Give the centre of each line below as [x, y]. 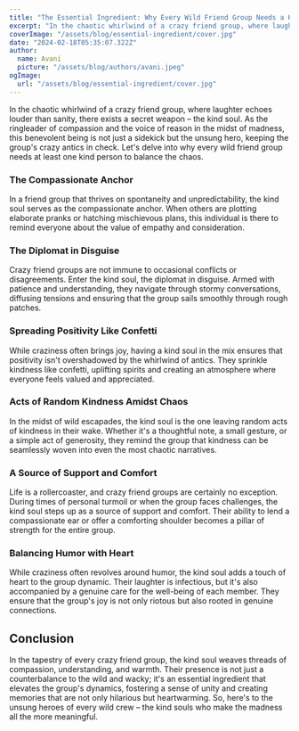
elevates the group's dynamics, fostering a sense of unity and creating [139, 688]
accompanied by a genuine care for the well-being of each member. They [145, 591]
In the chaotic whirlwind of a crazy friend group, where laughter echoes [141, 109]
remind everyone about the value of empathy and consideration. [127, 227]
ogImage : [25, 76]
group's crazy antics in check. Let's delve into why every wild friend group [146, 147]
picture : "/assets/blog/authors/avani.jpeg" [101, 68]
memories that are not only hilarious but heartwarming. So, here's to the [141, 698]
